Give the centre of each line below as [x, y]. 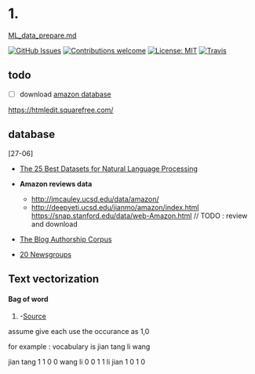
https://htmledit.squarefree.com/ [61, 110]
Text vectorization [54, 279]
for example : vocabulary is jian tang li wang [79, 347]
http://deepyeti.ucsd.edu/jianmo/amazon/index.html [115, 207]
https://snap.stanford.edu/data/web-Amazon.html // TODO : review [139, 216]
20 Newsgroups [46, 254]
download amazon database [65, 94]
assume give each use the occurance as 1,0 [79, 332]
